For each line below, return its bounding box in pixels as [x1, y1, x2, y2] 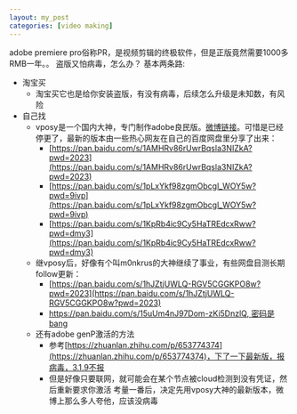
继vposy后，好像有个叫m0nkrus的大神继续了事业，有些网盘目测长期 [35, 257, 285, 268]
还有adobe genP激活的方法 [35, 329, 135, 339]
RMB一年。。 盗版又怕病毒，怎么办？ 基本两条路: [9, 58, 185, 69]
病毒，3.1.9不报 [48, 361, 105, 372]
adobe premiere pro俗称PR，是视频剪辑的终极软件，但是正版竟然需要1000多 [9, 46, 289, 58]
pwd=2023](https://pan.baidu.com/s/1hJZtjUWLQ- [48, 288, 235, 298]
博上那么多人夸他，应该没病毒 [48, 395, 158, 406]
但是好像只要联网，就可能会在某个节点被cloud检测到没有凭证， [48, 373, 280, 384]
